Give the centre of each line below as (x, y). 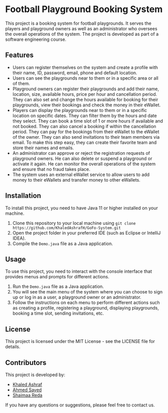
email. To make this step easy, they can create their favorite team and (85, 142)
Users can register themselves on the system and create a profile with (85, 67)
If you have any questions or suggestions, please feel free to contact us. (80, 405)
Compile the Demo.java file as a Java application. (63, 244)
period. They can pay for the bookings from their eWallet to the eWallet (86, 132)
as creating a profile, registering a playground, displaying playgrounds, (86, 308)
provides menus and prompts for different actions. (57, 277)
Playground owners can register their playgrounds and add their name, (86, 89)
